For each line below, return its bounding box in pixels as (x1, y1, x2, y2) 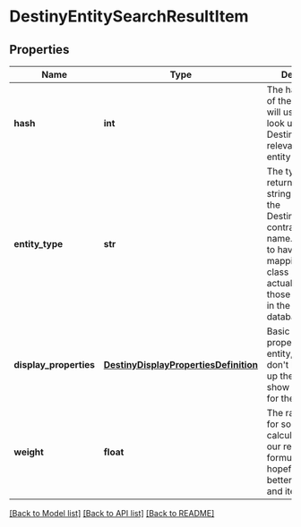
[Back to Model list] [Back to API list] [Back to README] (9, 508, 215, 518)
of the (266, 95, 292, 106)
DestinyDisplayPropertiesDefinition (103, 359, 258, 370)
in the (266, 300, 291, 311)
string (266, 188, 291, 200)
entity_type (13, 238, 64, 250)
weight (13, 446, 45, 458)
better (266, 474, 293, 486)
